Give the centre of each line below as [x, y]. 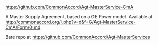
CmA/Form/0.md [23, 27]
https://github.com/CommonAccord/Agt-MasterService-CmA [69, 7]
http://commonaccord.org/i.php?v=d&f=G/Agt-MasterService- [70, 22]
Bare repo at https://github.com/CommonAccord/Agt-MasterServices [78, 37]
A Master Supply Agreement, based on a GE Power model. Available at [79, 17]
